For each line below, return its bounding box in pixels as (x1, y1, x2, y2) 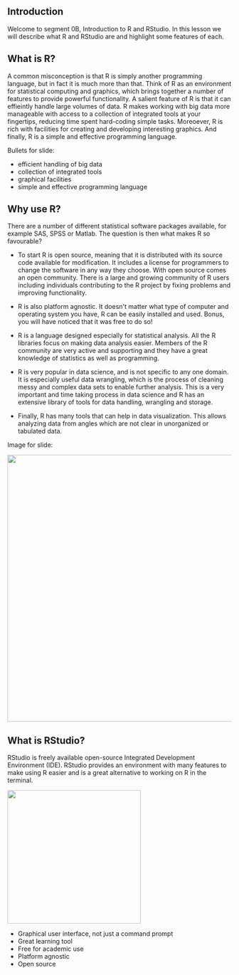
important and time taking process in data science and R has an (17, 391, 205, 399)
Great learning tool (17, 937, 73, 946)
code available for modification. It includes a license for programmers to (17, 258, 229, 267)
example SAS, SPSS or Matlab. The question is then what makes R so (7, 229, 211, 238)
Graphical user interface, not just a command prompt (17, 929, 174, 938)
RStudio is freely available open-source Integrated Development (7, 754, 196, 762)
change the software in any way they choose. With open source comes (17, 266, 226, 275)
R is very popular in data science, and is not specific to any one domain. (17, 368, 229, 376)
